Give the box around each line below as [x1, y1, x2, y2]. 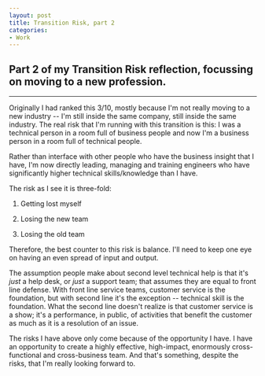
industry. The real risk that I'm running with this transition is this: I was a [9, 120, 241, 130]
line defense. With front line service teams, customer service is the [9, 285, 226, 295]
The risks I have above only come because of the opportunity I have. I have [9, 334, 253, 343]
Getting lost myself [20, 199, 82, 208]
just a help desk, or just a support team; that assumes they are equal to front [9, 277, 256, 286]
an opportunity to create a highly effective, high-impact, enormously [9, 342, 230, 352]
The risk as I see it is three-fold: [9, 184, 112, 194]
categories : [9, 26, 48, 34]
